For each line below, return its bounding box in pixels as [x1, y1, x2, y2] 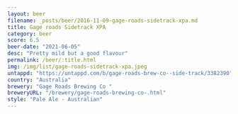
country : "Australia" [7, 76, 72, 84]
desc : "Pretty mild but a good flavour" [7, 50, 129, 57]
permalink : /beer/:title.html [7, 57, 97, 64]
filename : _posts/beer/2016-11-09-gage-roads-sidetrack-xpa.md [7, 17, 198, 24]
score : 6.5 [7, 37, 40, 44]
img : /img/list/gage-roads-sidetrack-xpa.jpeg [7, 63, 147, 70]
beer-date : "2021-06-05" [7, 43, 81, 50]
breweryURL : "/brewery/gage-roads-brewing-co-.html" [7, 89, 166, 96]
